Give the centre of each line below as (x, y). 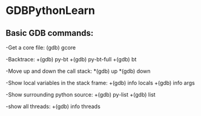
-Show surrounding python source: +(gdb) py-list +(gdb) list (81, 94)
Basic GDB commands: (50, 33)
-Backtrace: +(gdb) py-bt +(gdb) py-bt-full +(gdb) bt (71, 59)
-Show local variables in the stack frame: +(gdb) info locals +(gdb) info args (100, 83)
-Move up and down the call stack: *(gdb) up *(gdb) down (78, 71)
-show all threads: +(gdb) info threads (53, 106)
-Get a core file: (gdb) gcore (41, 47)
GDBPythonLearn (50, 11)
